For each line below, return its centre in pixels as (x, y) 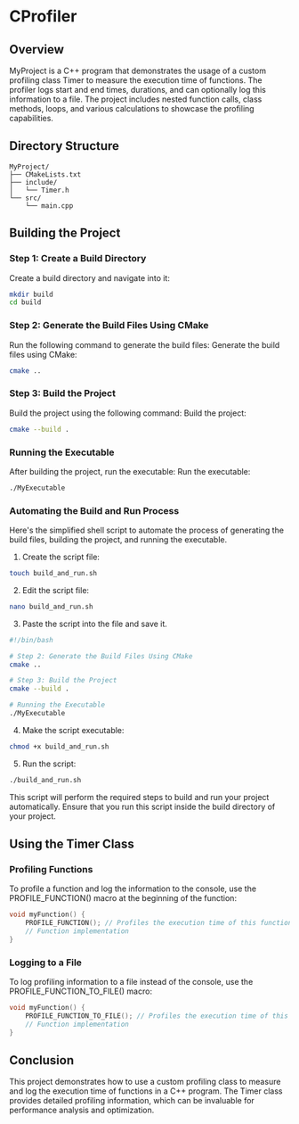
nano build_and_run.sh (51, 607)
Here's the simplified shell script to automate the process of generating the (147, 530)
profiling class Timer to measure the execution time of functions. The (136, 80)
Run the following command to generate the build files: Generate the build (145, 344)
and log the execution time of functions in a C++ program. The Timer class (146, 1091)
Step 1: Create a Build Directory (78, 259)
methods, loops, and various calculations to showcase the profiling (132, 108)
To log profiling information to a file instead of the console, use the (131, 982)
